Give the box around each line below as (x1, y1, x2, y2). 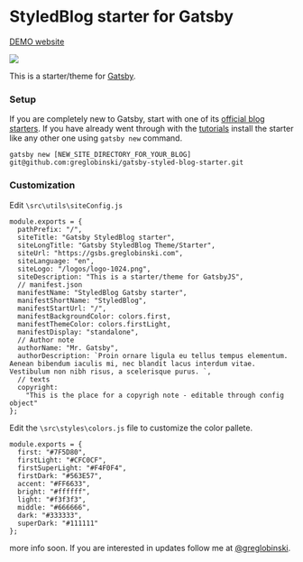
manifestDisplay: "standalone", (17, 327, 140, 336)
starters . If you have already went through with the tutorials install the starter (9, 124, 294, 134)
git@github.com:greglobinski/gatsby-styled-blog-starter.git (9, 158, 244, 168)
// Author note (17, 336, 75, 345)
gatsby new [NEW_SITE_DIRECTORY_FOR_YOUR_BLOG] (9, 151, 192, 160)
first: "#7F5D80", (17, 447, 87, 456)
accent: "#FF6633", (17, 479, 91, 488)
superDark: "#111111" (17, 519, 99, 528)
